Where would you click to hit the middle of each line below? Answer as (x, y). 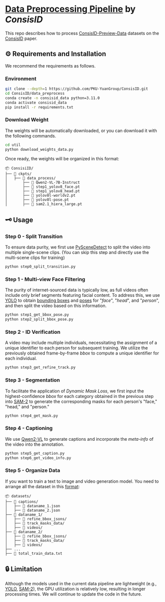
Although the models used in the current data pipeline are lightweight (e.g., (81, 583)
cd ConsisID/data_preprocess (35, 93)
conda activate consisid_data (36, 103)
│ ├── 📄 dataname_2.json (33, 510)
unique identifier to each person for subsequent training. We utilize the (77, 348)
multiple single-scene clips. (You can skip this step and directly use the (77, 252)
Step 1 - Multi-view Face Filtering (45, 279)
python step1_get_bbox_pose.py (37, 315)
